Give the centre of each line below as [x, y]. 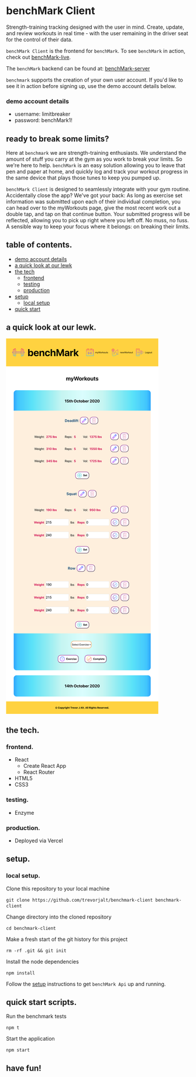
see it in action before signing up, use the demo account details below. [91, 86]
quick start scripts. [42, 1002]
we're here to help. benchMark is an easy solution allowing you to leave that [96, 165]
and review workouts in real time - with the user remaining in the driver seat [97, 33]
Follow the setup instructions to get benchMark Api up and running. [86, 984]
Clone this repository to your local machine [58, 888]
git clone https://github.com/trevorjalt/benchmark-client [80, 900]
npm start [18, 1050]
